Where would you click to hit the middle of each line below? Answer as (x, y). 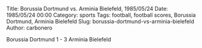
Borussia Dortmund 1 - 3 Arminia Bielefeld (59, 39)
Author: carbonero (30, 28)
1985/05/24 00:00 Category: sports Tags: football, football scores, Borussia (101, 15)
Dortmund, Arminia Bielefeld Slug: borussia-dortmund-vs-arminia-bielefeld (100, 21)
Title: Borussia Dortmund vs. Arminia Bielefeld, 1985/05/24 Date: (87, 9)
